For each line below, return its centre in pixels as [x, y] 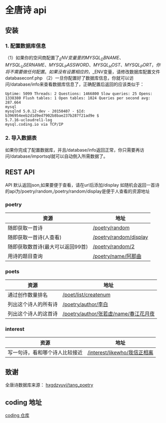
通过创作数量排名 [28, 295]
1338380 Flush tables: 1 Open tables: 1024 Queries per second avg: [78, 98]
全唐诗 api [26, 10]
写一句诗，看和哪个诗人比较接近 [45, 352]
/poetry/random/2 [114, 246]
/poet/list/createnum [86, 295]
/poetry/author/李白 [85, 304]
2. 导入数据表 [21, 138]
